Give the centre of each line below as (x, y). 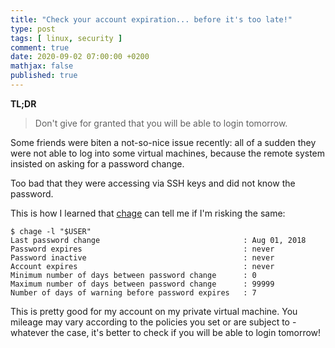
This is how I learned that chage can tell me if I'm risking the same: (148, 213)
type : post (33, 29)
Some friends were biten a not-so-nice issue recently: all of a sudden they (163, 142)
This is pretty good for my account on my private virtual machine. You (154, 311)
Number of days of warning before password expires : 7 (133, 292)
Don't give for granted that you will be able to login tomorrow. (161, 123)
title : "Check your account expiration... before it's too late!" (151, 19)
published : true (44, 76)
